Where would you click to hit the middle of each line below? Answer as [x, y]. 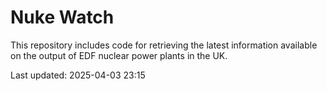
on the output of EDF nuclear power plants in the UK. [119, 55]
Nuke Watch [62, 17]
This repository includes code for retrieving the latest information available [164, 45]
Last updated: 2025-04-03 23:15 [78, 75]
